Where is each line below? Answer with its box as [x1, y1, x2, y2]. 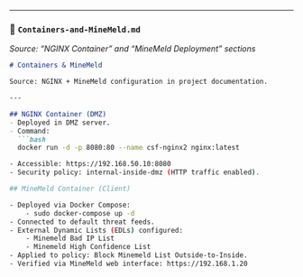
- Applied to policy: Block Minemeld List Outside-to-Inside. [9, 251, 248, 260]
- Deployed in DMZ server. [9, 118, 111, 127]
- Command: [9, 126, 50, 135]
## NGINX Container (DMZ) [9, 109, 106, 118]
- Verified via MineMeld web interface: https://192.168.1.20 [9, 259, 248, 269]
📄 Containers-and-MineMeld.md [9, 23, 142, 35]
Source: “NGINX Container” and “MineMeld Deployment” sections [9, 43, 256, 54]
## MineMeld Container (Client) [9, 184, 131, 194]
